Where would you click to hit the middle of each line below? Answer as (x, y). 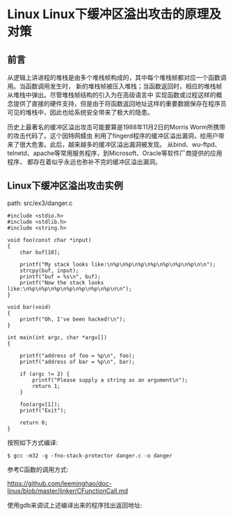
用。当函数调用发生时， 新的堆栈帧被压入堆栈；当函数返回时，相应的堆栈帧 (115, 86)
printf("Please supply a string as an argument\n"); (110, 380)
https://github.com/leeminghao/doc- (60, 483)
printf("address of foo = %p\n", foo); (78, 355)
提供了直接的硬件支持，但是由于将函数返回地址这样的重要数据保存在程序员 (120, 104)
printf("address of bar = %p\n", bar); (78, 362)
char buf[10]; (40, 252)
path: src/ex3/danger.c (40, 203)
